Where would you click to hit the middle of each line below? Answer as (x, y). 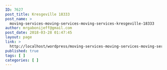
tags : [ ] (15, 55)
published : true (22, 51)
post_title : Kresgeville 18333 (38, 14)
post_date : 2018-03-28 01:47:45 (39, 33)
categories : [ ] (22, 60)
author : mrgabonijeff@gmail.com (39, 28)
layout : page (19, 37)
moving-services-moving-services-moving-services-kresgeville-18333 (82, 23)
